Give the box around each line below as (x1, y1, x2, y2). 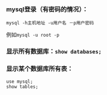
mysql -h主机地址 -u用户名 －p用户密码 (6, 20, 94, 26)
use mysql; (6, 78, 33, 84)
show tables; (6, 84, 39, 90)
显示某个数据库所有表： (6, 65, 73, 73)
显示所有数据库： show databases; (6, 47, 102, 55)
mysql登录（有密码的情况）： (6, 5, 89, 13)
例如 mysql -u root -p (6, 31, 59, 38)
